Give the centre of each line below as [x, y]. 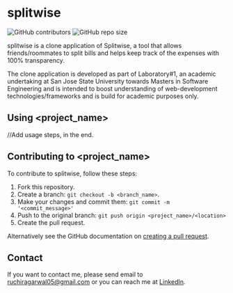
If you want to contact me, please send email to [75, 275]
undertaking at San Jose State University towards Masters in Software [108, 81]
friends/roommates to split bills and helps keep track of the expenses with [113, 53]
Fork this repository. [46, 187]
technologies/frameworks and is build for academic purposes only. [103, 96]
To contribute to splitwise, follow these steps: [72, 173]
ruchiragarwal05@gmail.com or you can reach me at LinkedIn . [96, 282]
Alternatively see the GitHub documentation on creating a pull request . [108, 236]
